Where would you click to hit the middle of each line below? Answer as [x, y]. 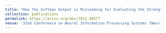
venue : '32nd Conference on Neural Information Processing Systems [76, 23]
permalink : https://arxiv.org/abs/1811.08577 [53, 18]
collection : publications [32, 14]
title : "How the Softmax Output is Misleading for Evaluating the [75, 9]
